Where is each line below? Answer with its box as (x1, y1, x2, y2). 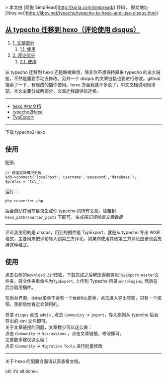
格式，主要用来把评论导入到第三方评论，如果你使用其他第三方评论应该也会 (5, 235, 158, 241)
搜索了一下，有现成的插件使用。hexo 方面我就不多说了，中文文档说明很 (5, 81, 152, 87)
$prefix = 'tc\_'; (5, 179, 43, 184)
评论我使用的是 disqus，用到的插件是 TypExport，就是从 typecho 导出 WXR (5, 229, 160, 235)
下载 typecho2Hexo (5, 129, 46, 135)
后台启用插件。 (5, 284, 36, 291)
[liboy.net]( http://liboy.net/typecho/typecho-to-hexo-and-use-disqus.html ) (5, 10, 159, 16)
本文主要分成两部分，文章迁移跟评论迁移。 (13, 88, 101, 94)
